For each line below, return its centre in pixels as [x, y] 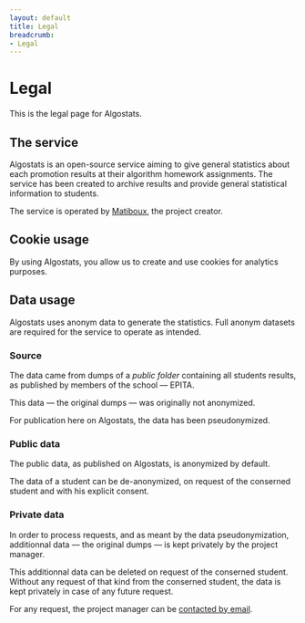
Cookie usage [49, 239]
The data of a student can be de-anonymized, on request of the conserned [150, 482]
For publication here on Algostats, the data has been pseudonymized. [140, 420]
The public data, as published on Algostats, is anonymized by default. [140, 464]
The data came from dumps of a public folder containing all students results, [153, 375]
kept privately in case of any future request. [91, 591]
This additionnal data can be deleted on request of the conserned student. [149, 572]
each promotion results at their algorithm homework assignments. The [141, 174]
